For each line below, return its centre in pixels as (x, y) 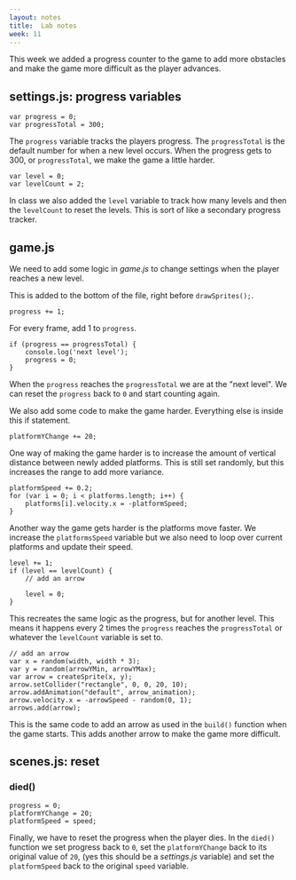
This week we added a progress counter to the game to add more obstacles (148, 59)
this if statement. (40, 420)
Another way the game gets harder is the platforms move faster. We (133, 528)
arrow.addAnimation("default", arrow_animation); (103, 693)
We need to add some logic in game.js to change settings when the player (144, 269)
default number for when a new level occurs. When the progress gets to (140, 151)
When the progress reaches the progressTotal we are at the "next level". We (148, 384)
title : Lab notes (43, 26)
